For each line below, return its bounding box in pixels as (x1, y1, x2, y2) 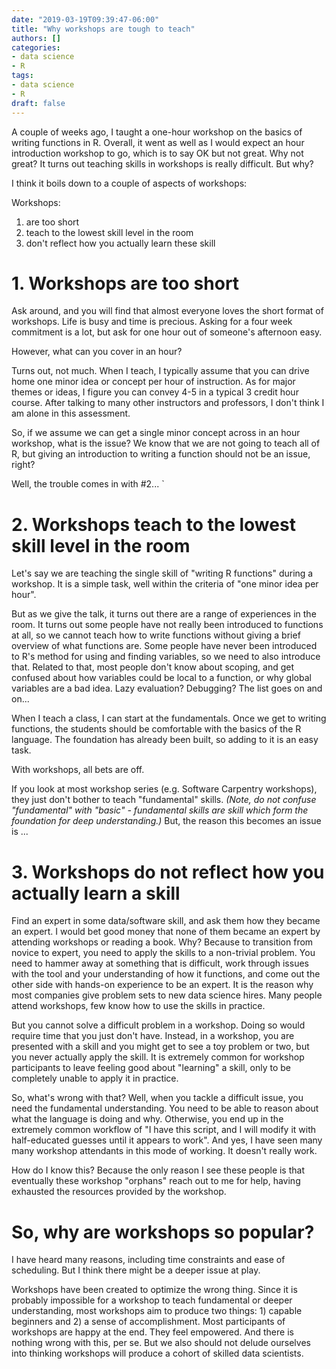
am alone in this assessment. (11, 407, 131, 420)
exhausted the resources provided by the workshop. (11, 1186, 227, 1198)
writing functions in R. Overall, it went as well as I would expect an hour (11, 136, 305, 148)
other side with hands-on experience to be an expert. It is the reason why (11, 979, 314, 991)
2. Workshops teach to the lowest (11, 513, 296, 536)
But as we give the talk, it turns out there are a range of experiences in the (11, 608, 317, 620)
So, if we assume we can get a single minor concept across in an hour (11, 427, 301, 439)
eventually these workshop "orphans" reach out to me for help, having (11, 1175, 301, 1187)
